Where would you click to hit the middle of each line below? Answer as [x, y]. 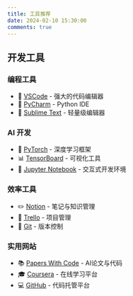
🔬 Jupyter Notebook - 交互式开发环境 [72, 169]
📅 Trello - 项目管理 [44, 217]
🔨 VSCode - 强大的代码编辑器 [60, 96]
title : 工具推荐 [29, 14]
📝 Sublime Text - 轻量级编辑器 [61, 113]
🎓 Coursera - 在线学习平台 [57, 274]
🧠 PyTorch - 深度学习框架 [54, 149]
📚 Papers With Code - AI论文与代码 [70, 263]
